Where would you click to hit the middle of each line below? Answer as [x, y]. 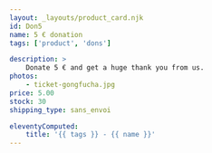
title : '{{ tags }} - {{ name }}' [91, 135]
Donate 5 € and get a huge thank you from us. [115, 68]
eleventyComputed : [44, 126]
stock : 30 [28, 101]
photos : [24, 76]
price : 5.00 [32, 93]
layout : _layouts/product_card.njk [77, 18]
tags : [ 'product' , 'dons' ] [60, 43]
